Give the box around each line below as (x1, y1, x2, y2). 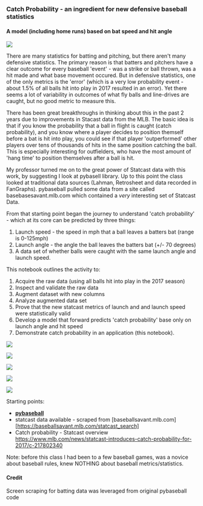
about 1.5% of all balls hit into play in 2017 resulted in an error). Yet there (6, 84, 187, 92)
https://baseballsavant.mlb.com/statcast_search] (17, 422, 139, 430)
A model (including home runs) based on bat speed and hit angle (6, 27, 173, 35)
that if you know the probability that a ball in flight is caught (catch (6, 122, 171, 129)
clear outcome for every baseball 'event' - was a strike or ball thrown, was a (6, 66, 196, 73)
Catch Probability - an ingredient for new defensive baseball (6, 5, 188, 13)
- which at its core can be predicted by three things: (6, 217, 136, 224)
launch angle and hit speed (15, 323, 83, 330)
